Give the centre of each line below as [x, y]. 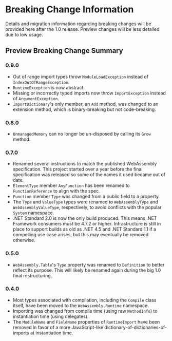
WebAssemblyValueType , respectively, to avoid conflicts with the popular [87, 207]
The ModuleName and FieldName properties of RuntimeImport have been [86, 321]
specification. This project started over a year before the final [78, 169]
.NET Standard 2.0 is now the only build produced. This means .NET [85, 218]
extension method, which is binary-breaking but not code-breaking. [84, 109]
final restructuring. [32, 275]
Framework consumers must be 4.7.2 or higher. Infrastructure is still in [87, 224]
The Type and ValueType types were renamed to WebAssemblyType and [85, 202]
